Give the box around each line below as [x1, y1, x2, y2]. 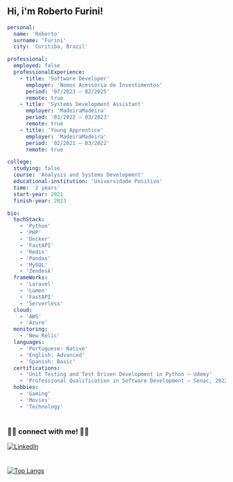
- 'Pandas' [19, 255, 51, 262]
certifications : [13, 364, 60, 372]
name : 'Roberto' [13, 31, 60, 37]
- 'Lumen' [19, 287, 49, 294]
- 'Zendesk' [19, 268, 54, 275]
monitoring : [13, 326, 49, 333]
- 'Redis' [19, 248, 49, 255]
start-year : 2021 [13, 191, 64, 198]
